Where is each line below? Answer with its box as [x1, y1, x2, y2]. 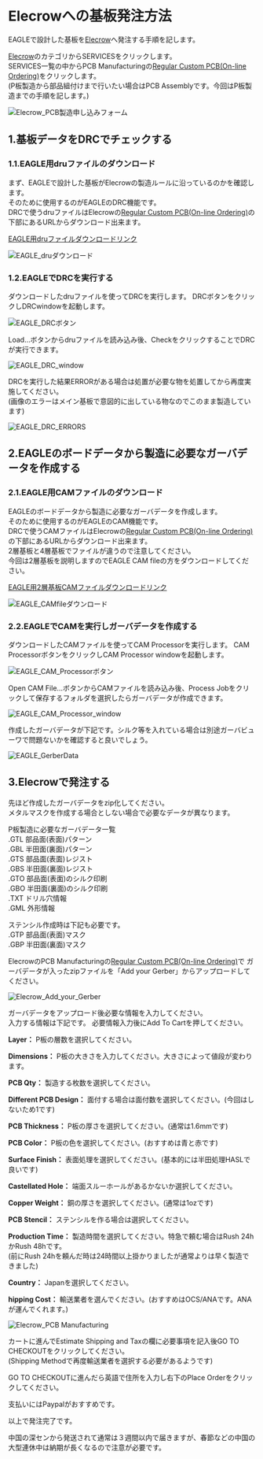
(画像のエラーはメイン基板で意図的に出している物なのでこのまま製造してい [8, 396, 251, 405]
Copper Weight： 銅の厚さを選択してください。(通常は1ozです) [8, 1198, 214, 1207]
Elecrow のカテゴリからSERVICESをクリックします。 [8, 51, 177, 61]
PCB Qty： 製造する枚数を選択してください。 [8, 1078, 155, 1087]
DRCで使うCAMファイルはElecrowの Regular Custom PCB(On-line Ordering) [8, 526, 254, 535]
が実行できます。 [8, 344, 63, 354]
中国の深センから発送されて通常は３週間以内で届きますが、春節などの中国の [8, 1432, 256, 1442]
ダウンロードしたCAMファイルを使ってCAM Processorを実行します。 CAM [8, 639, 250, 650]
